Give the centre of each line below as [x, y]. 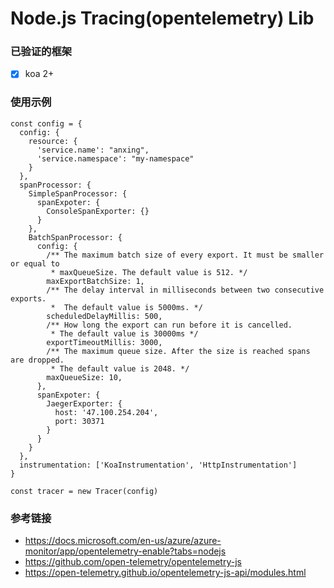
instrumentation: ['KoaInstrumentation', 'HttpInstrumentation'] [158, 465]
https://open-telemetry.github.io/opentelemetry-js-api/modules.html [165, 573]
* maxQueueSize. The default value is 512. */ [149, 272]
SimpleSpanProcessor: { [78, 193]
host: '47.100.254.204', [106, 412]
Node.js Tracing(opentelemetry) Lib [162, 18]
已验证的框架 [41, 52]
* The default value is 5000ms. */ [126, 307]
